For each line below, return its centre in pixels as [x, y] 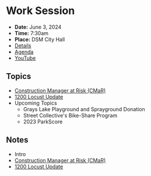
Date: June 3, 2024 [38, 27]
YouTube [25, 58]
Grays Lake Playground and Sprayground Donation [84, 109]
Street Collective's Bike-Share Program [70, 115]
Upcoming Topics [36, 103]
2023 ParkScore [43, 122]
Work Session [41, 11]
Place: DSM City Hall [40, 39]
